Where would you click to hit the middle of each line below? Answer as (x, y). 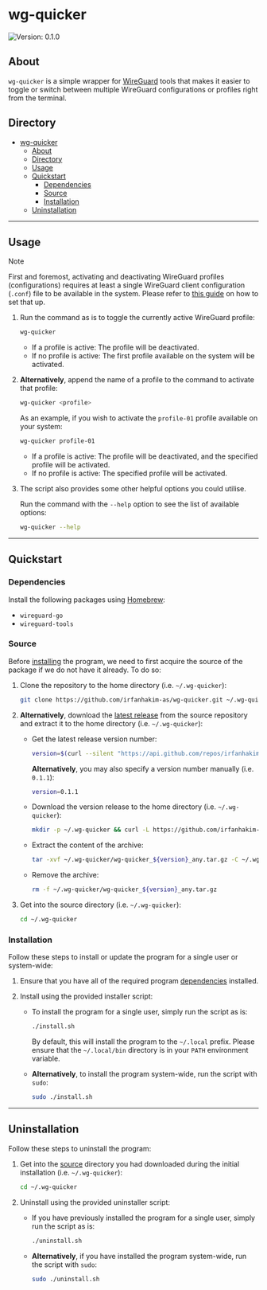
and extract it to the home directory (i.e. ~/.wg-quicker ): (111, 723)
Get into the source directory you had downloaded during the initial (130, 1163)
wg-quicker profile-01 (57, 441)
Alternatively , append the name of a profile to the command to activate (137, 380)
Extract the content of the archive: (87, 845)
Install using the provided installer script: (86, 996)
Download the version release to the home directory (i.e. (124, 807)
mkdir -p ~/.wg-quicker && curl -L (90, 830)
